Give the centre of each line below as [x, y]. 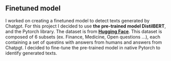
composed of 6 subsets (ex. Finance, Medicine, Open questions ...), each [83, 37]
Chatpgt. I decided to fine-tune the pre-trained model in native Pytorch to [83, 47]
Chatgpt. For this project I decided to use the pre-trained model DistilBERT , [85, 26]
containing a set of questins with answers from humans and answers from [84, 42]
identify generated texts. [31, 53]
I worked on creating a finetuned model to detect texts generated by [78, 20]
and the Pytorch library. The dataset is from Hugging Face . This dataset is [84, 31]
